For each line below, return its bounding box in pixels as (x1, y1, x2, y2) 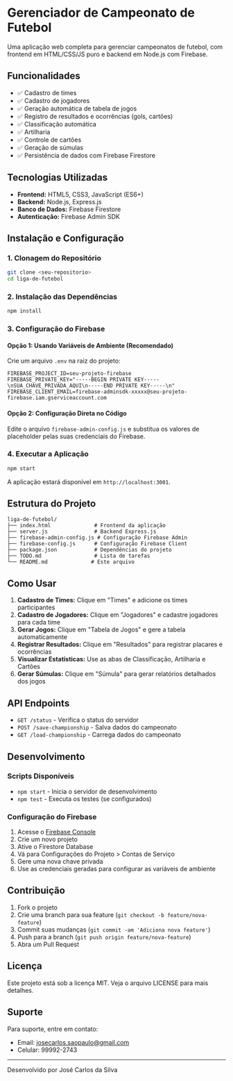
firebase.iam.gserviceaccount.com (7, 395, 107, 402)
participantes (17, 603, 55, 612)
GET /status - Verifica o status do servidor (17, 716, 139, 724)
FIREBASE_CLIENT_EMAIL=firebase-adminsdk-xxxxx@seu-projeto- (7, 388, 188, 395)
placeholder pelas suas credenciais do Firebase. (7, 432, 146, 440)
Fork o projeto (17, 903, 58, 911)
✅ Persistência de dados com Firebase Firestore (17, 151, 156, 159)
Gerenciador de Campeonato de (7, 5, 196, 21)
